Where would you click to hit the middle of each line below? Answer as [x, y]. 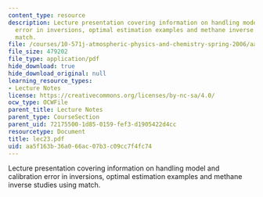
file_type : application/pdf [54, 59]
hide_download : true [42, 66]
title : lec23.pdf [36, 139]
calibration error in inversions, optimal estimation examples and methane [125, 177]
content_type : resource [47, 15]
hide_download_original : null [58, 73]
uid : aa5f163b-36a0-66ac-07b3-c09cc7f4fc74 [80, 146]
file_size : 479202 [38, 52]
